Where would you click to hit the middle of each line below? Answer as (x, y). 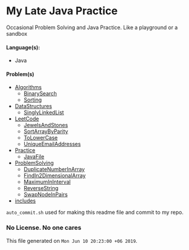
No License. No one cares (44, 228)
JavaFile (34, 157)
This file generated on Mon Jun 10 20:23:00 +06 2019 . (72, 240)
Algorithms (28, 87)
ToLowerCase (41, 138)
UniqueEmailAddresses (52, 144)
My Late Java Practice (62, 11)
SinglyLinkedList (44, 113)
